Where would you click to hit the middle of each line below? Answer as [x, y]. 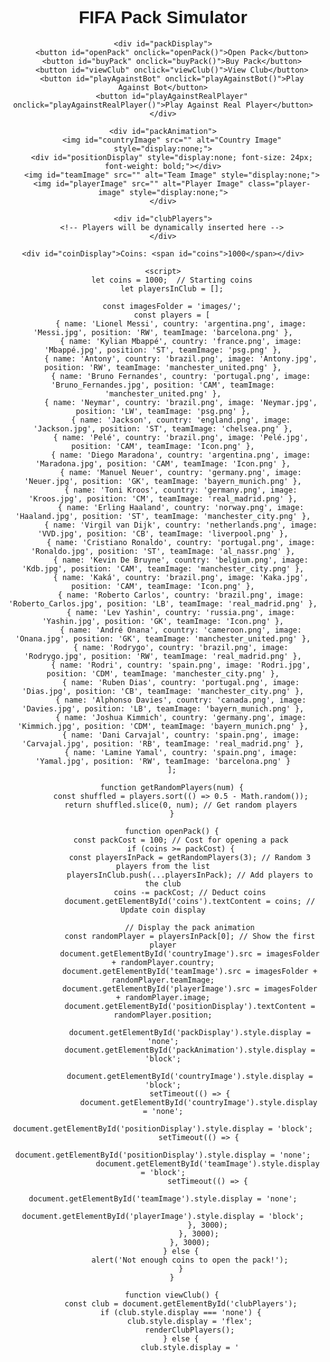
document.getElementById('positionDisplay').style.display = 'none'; [163, 1155]
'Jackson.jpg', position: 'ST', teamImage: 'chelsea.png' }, [163, 428]
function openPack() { [172, 831]
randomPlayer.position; [163, 1015]
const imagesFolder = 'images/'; [172, 306]
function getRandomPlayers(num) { [171, 787]
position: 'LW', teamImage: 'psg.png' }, [163, 411]
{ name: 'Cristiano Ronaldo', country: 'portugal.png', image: [181, 542]
